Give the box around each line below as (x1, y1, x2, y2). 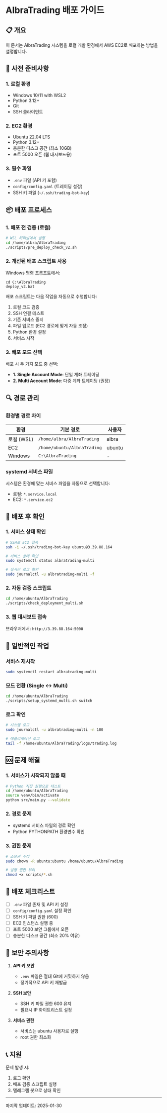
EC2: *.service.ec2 (12, 497, 54, 503)
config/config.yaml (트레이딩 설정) (12, 184, 83, 190)
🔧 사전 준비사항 (5, 64, 49, 73)
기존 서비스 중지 (12, 316, 44, 322)
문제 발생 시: (5, 1064, 30, 1070)
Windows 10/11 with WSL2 (12, 92, 66, 98)
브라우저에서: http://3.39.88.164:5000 (5, 625, 83, 632)
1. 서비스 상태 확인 (5, 528, 46, 535)
